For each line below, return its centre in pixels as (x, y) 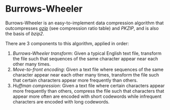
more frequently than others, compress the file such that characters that (88, 91)
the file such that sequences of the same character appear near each (85, 58)
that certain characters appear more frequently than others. (75, 80)
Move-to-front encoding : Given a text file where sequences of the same (88, 69)
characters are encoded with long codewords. (61, 101)
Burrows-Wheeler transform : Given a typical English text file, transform (87, 53)
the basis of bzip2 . (25, 33)
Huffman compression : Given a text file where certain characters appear (89, 85)
